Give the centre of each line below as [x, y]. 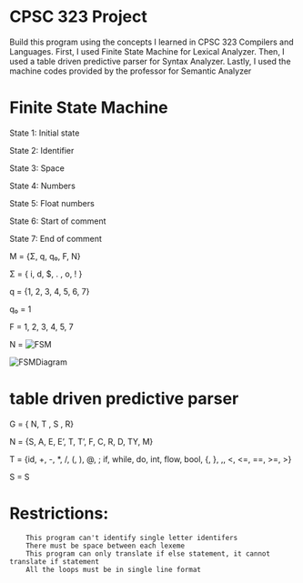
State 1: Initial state [45, 133]
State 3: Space [37, 168]
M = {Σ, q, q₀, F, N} [45, 256]
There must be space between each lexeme [105, 546]
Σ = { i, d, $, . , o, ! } [46, 274]
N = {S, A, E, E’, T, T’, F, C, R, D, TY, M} [81, 441]
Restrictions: [59, 513]
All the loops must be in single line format [114, 569]
